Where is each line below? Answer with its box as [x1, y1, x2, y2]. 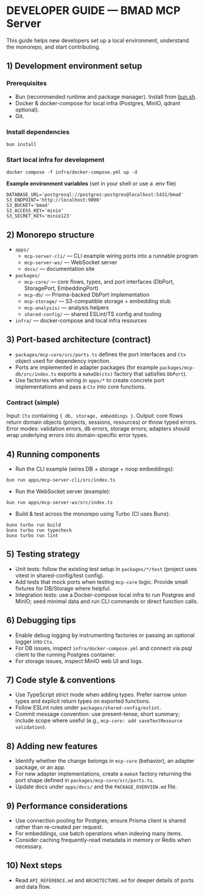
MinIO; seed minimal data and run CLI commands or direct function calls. [15, 597, 199, 605]
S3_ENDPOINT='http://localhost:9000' [6, 197, 102, 203]
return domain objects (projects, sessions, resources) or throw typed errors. [6, 418, 197, 426]
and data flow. [15, 883, 51, 890]
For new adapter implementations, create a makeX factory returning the [15, 770, 192, 777]
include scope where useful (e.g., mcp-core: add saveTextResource [15, 717, 183, 725]
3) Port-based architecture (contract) [6, 334, 151, 345]
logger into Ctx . [15, 637, 54, 645]
